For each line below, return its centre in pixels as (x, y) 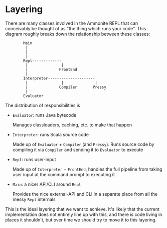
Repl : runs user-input (34, 159)
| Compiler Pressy (66, 87)
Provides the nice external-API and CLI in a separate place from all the (85, 194)
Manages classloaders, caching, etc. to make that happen (72, 125)
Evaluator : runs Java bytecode (44, 115)
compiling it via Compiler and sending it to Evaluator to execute (78, 149)
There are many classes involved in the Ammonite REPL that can (72, 23)
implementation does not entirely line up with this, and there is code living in (84, 214)
